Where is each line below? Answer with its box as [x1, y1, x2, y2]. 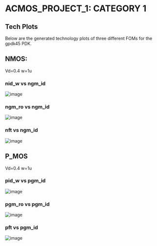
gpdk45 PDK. [5, 41, 32, 47]
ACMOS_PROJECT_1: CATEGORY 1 [5, 3, 147, 14]
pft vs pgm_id [5, 224, 38, 231]
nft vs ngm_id [5, 127, 38, 134]
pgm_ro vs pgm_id [5, 200, 50, 207]
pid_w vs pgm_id [5, 177, 46, 184]
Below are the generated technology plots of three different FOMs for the [5, 35, 153, 41]
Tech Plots [5, 23, 38, 31]
